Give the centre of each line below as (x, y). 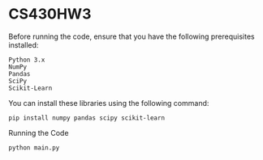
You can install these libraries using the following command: (109, 103)
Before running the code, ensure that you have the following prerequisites (131, 36)
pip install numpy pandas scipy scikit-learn (86, 118)
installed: (24, 44)
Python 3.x (27, 60)
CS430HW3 (50, 14)
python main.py (34, 147)
